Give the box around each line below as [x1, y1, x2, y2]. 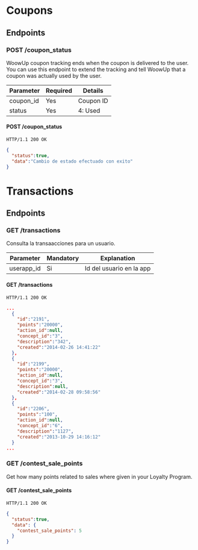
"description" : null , [17, 383, 69, 389]
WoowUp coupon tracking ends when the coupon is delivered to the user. [6, 59, 189, 66]
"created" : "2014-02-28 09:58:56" [17, 389, 101, 395]
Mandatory [46, 254, 79, 263]
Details [82, 86, 104, 95]
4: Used [78, 106, 101, 114]
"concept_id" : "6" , [17, 423, 63, 429]
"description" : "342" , [17, 339, 71, 345]
